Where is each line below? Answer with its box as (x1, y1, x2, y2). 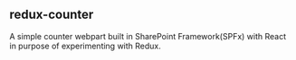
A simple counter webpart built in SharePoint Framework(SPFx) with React (9, 30, 287, 41)
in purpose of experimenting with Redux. (9, 40, 161, 51)
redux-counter (9, 7, 94, 22)
